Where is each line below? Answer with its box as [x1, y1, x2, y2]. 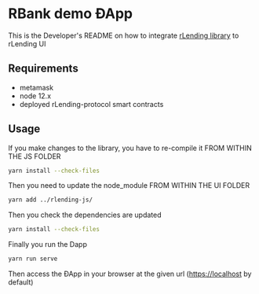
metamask [19, 83, 53, 92]
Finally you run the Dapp [8, 240, 88, 249]
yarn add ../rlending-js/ [8, 196, 93, 204]
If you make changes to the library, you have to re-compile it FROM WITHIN [8, 143, 253, 153]
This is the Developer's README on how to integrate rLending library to [8, 31, 239, 40]
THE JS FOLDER [8, 151, 61, 161]
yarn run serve [8, 255, 58, 263]
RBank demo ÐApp [8, 5, 133, 23]
